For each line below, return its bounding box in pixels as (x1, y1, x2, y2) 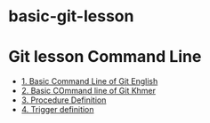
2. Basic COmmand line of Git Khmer (20, 86, 157, 96)
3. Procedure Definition (20, 95, 107, 105)
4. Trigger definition (20, 104, 94, 115)
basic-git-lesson (8, 6, 134, 27)
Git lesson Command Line (8, 47, 202, 67)
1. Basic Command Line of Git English (20, 76, 158, 87)
